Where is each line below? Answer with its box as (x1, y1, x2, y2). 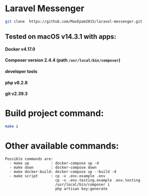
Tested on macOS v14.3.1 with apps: (5, 33, 117, 41)
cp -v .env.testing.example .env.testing (55, 177, 140, 183)
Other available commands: (5, 140, 119, 152)
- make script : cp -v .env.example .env (9, 174, 106, 178)
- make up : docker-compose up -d (9, 160, 99, 166)
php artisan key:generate (55, 186, 108, 191)
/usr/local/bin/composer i (55, 182, 110, 187)
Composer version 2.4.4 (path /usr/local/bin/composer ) (5, 57, 121, 63)
